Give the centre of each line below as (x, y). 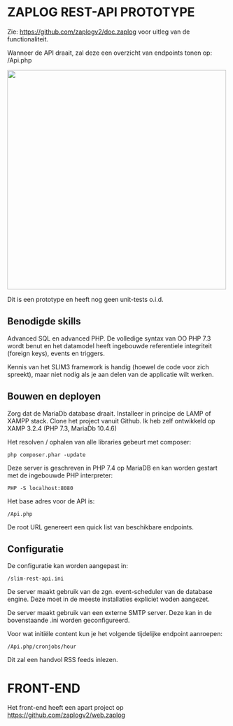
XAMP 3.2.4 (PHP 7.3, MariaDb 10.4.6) (62, 428)
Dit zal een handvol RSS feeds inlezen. (63, 660)
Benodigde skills (44, 321)
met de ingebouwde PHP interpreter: (60, 475)
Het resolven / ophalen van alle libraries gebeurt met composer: (99, 442)
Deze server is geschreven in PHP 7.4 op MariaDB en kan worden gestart (113, 468)
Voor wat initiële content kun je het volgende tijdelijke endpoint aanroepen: (115, 634)
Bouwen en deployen (54, 396)
